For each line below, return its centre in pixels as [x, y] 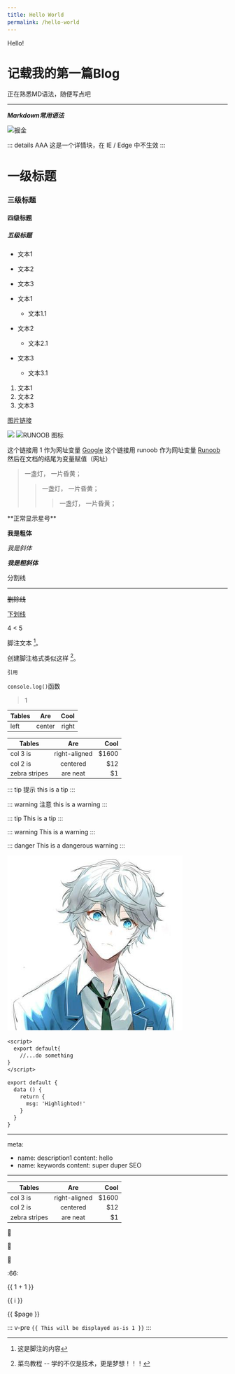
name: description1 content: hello [65, 1158]
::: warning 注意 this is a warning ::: [57, 804]
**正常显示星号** [32, 519]
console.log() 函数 [34, 687]
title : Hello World [36, 15]
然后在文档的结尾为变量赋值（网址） [59, 459]
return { [33, 1097]
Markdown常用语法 [36, 115]
